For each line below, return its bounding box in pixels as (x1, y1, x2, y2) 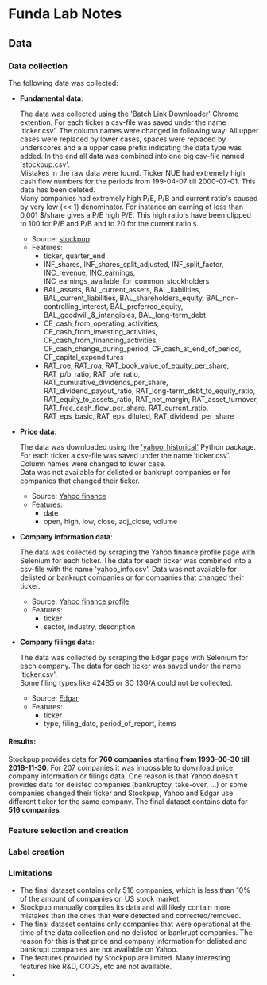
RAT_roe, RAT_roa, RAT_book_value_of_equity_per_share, (43, 361, 230, 370)
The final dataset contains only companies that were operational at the (19, 919, 251, 929)
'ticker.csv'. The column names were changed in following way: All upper (19, 126, 259, 135)
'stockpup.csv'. (19, 160, 70, 169)
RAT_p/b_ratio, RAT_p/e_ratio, (43, 369, 141, 378)
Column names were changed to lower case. (19, 458, 167, 469)
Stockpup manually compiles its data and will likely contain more (19, 902, 231, 912)
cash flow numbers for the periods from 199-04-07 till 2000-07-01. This (19, 176, 256, 186)
